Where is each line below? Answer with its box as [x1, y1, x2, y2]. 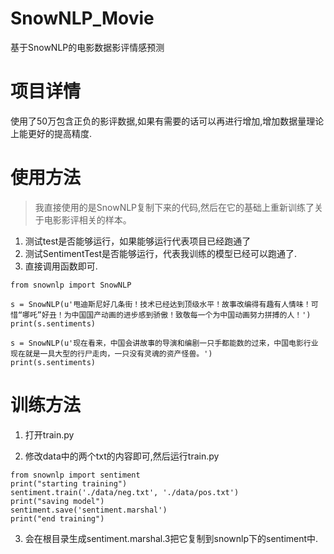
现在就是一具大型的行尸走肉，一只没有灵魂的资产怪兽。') [10, 348, 213, 359]
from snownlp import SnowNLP [10, 280, 132, 290]
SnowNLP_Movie [10, 7, 155, 30]
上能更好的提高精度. [10, 127, 93, 139]
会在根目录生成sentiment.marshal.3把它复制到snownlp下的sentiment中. [24, 532, 319, 544]
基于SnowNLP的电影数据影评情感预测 [10, 41, 165, 53]
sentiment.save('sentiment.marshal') [10, 505, 168, 515]
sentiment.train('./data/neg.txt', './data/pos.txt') [10, 487, 240, 497]
